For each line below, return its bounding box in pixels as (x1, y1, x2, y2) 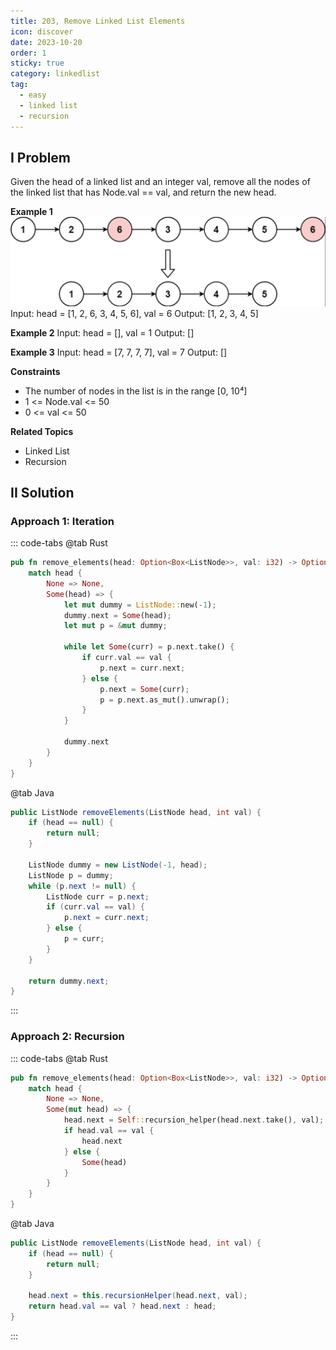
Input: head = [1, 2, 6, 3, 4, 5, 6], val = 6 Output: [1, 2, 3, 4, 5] (10, 307, 259, 319)
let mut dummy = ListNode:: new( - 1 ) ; (63, 600, 217, 610)
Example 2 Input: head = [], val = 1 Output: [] (10, 326, 195, 339)
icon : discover (10, 26, 74, 37)
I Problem (10, 149, 71, 166)
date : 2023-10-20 (10, 37, 83, 47)
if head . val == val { (63, 1126, 155, 1136)
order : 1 (10, 48, 47, 58)
